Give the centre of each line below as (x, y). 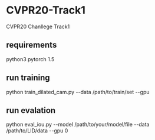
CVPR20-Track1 (46, 10)
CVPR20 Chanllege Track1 (38, 26)
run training (28, 78)
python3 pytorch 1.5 (30, 59)
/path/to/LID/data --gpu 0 (37, 131)
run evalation (31, 110)
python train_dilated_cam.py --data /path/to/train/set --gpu (78, 92)
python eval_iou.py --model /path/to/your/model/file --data (78, 125)
